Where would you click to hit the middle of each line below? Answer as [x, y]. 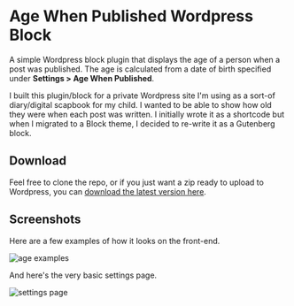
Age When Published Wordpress [132, 16]
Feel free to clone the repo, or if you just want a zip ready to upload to [136, 182]
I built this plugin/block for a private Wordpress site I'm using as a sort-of [143, 96]
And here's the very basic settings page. [83, 275]
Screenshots [45, 220]
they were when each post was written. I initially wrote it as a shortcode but [147, 114]
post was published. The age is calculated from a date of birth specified [140, 69]
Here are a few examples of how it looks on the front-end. [115, 241]
